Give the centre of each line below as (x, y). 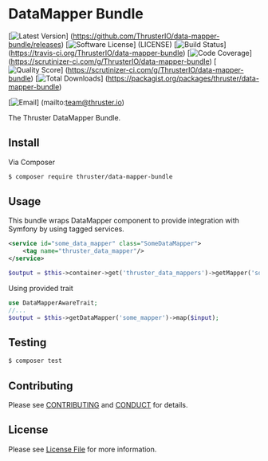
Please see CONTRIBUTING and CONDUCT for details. (98, 405)
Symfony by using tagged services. (67, 229)
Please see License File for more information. (83, 449)
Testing (28, 343)
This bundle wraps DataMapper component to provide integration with (124, 221)
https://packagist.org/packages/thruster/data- (183, 78)
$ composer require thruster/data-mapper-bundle (91, 176)
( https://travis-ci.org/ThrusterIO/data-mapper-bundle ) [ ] (130, 53)
